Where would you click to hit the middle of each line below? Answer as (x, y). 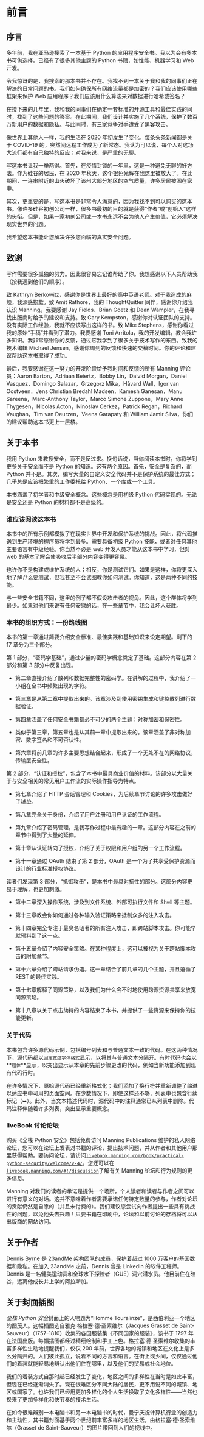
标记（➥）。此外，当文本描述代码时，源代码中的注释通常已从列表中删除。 (98, 1101)
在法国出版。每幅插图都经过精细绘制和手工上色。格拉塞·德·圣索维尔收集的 (98, 1341)
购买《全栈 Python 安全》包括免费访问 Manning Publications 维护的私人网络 (101, 1140)
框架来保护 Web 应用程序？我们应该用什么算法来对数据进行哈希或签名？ (96, 96)
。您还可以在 (98, 1163)
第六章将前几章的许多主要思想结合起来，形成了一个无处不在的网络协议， (105, 753)
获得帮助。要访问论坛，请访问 (49, 1155)
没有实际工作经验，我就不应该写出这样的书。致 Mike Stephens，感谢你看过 (100, 325)
